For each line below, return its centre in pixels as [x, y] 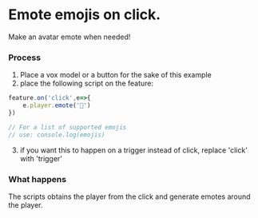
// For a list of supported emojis [67, 127]
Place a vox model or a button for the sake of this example [115, 75]
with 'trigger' [41, 158]
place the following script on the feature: [87, 83]
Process [25, 57]
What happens [37, 179]
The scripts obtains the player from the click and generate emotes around [129, 196]
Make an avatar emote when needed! [69, 37]
